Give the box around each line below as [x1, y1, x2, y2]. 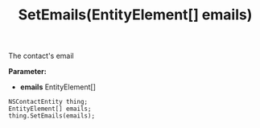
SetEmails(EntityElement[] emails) [18, 6, 253, 24]
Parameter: [8, 67, 47, 76]
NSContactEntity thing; [8, 98, 89, 106]
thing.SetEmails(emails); [8, 112, 95, 120]
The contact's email [8, 51, 74, 61]
